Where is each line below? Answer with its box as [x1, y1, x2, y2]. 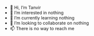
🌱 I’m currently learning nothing [9, 15, 75, 20]
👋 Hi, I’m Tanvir [9, 5, 41, 10]
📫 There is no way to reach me [9, 26, 75, 31]
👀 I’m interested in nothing [9, 10, 64, 16]
